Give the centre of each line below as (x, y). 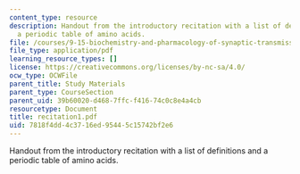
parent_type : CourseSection (62, 92)
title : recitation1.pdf (54, 117)
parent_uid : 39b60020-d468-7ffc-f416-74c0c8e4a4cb (105, 100)
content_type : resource (54, 17)
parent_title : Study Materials (67, 84)
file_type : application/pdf (62, 51)
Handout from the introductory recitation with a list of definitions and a (139, 151)
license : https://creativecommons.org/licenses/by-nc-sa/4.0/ (127, 68)
